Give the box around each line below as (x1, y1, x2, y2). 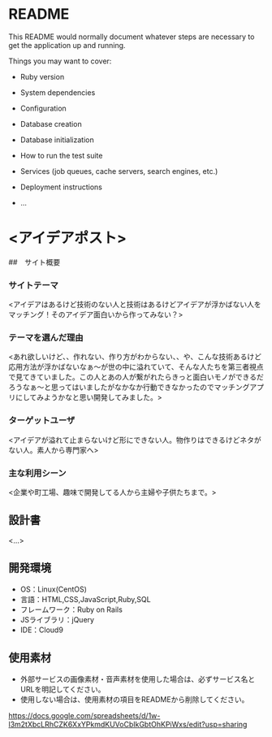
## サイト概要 (8, 257, 61, 267)
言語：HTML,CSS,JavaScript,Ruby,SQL (19, 594, 152, 604)
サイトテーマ (8, 280, 59, 291)
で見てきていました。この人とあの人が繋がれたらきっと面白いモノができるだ (8, 372, 264, 382)
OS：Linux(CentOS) (19, 584, 88, 594)
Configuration (19, 103, 67, 113)
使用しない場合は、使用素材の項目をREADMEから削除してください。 (19, 694, 249, 704)
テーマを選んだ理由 (8, 332, 84, 344)
